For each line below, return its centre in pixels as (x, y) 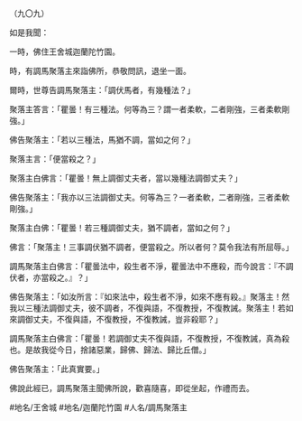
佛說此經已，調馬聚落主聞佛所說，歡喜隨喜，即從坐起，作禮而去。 (132, 388)
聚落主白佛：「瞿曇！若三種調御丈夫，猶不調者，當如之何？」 (122, 228)
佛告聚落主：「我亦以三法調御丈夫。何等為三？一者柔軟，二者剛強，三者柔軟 (150, 197)
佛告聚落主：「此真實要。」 (57, 369)
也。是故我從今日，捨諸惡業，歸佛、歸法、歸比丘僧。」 (110, 350)
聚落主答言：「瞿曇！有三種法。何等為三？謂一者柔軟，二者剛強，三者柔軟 (146, 109)
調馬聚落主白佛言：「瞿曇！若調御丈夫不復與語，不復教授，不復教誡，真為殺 (150, 338)
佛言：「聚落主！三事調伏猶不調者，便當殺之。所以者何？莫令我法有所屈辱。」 (151, 247)
